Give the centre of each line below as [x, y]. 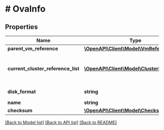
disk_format [22, 92]
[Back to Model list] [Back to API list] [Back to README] [61, 122]
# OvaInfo [25, 9]
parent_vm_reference [33, 49]
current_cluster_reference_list [43, 69]
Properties [21, 27]
